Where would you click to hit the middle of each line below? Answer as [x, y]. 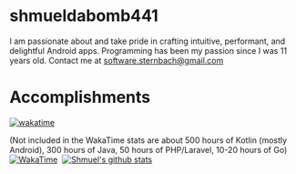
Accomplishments [80, 97]
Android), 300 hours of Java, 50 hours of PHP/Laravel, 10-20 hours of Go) [148, 149]
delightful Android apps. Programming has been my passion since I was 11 [148, 50]
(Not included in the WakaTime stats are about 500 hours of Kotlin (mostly [148, 140]
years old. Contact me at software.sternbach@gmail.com [117, 60]
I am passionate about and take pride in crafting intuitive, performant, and [148, 41]
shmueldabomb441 [84, 16]
